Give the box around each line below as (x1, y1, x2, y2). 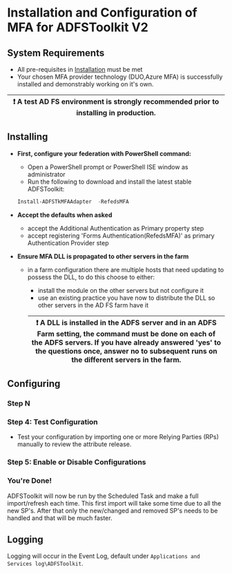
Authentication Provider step (27, 238, 109, 247)
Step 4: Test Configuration (7, 417, 98, 426)
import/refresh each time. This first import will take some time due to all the (7, 499, 222, 507)
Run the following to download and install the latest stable (27, 178, 192, 186)
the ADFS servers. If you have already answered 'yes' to (31, 337, 222, 347)
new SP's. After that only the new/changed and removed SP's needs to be (7, 506, 218, 515)
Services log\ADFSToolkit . (7, 559, 84, 568)
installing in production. (75, 108, 157, 117)
